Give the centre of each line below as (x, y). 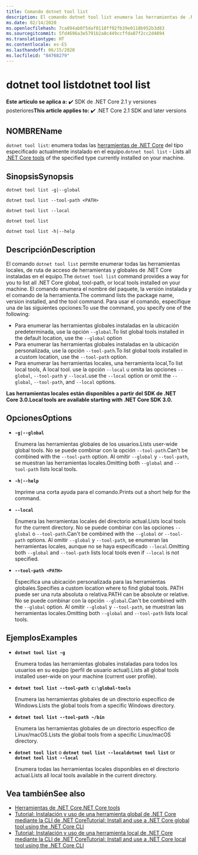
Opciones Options (39, 418)
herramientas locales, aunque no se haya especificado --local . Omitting (102, 546)
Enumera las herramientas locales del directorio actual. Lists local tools (100, 521)
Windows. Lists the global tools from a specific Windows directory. (95, 705)
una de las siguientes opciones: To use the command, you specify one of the (99, 308)
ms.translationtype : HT (35, 39)
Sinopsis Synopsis (40, 176)
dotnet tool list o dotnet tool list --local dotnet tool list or (95, 752)
